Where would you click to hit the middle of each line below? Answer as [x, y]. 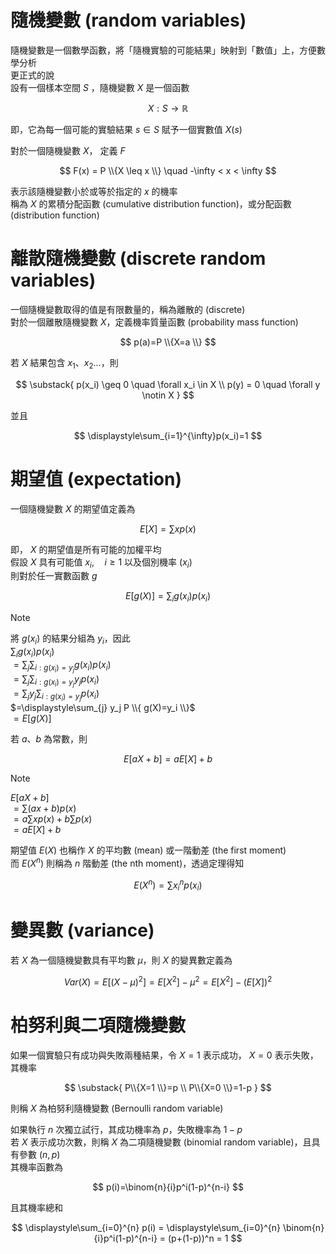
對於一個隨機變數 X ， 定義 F [68, 150]
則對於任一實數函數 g [54, 576]
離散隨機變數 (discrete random [138, 258]
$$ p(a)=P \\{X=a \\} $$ [168, 342]
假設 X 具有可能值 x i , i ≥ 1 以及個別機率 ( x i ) [101, 563]
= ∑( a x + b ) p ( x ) [45, 808]
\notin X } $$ [168, 395]
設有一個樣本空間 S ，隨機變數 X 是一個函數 [100, 87]
